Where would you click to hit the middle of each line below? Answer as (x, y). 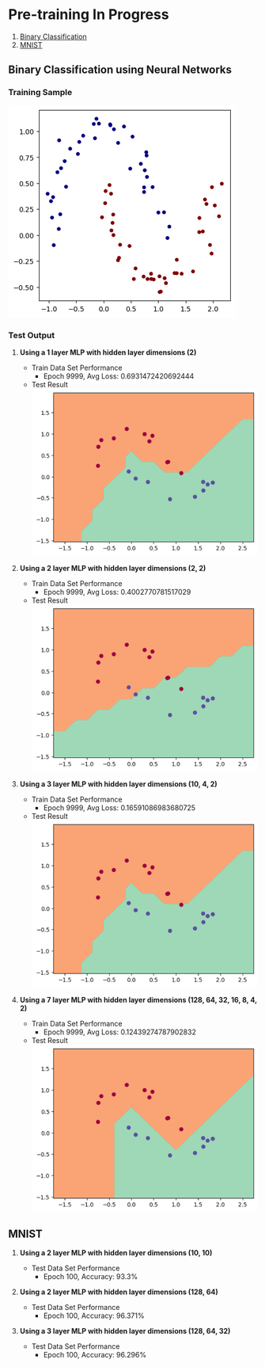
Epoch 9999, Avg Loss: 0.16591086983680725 (119, 808)
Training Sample (40, 93)
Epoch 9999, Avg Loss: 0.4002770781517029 (117, 592)
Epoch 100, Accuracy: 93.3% (91, 1277)
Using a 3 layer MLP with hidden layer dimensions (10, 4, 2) (118, 784)
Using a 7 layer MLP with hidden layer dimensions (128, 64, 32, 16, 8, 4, (138, 1000)
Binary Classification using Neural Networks (120, 70)
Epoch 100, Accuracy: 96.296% (95, 1355)
